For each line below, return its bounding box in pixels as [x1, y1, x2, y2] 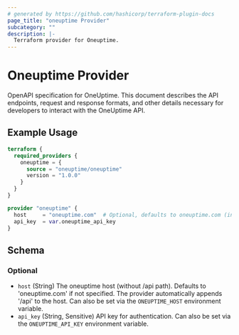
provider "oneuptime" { [7, 204, 78, 212]
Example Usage [7, 127, 78, 139]
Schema [7, 244, 45, 256]
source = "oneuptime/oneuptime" [26, 165, 122, 173]
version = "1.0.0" [26, 172, 81, 179]
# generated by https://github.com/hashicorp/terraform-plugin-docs [7, 10, 215, 18]
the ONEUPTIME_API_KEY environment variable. [17, 319, 149, 328]
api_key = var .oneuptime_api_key [14, 218, 116, 225]
